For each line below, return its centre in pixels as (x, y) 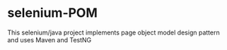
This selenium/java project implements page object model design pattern (114, 32)
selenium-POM (52, 13)
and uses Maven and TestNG (50, 39)
